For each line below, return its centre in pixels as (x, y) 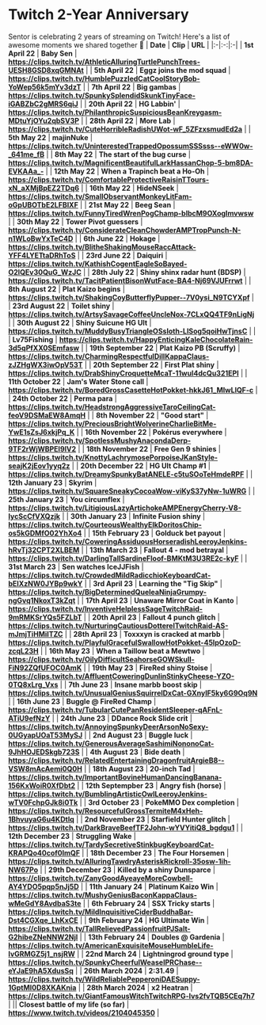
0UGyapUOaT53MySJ (46, 735)
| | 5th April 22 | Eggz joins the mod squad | (158, 70)
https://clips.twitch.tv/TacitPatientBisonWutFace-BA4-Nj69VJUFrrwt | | (130, 280)
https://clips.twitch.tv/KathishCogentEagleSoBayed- (98, 264)
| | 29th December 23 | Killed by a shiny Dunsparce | (127, 870)
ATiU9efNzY (29, 718)
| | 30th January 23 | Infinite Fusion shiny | (134, 516)
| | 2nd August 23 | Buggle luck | (139, 735)
